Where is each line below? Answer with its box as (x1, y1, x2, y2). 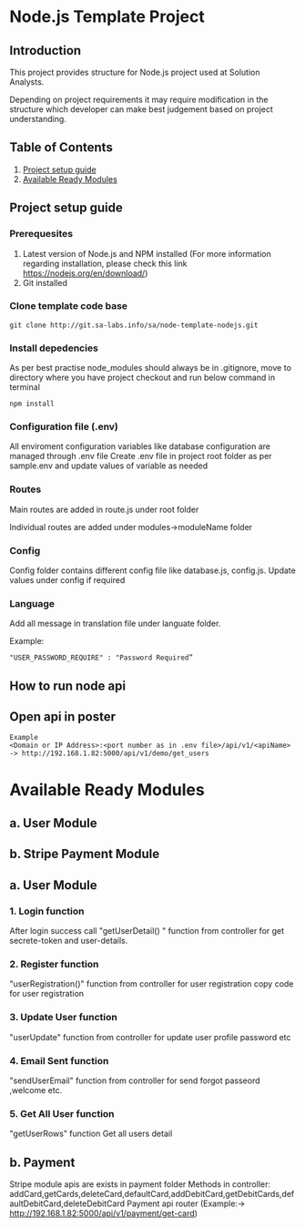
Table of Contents (9, 139, 114, 156)
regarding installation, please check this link (22, 258, 188, 269)
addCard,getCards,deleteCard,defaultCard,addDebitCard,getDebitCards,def (9, 1189, 295, 1200)
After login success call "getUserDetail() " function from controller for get (9, 926, 285, 936)
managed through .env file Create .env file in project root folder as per (9, 451, 272, 462)
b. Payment (9, 1154, 76, 1170)
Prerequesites (9, 228, 74, 240)
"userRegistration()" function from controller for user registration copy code (9, 978, 294, 989)
